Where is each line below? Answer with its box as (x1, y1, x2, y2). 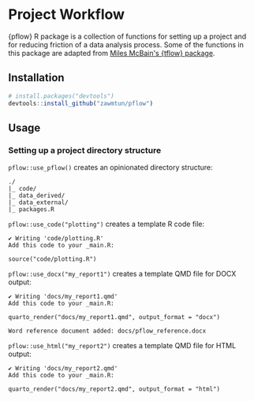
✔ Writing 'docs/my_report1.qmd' (8, 293, 118, 301)
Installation (8, 71, 65, 84)
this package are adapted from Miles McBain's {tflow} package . (8, 48, 215, 58)
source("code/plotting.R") (8, 255, 97, 263)
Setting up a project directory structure (8, 144, 162, 155)
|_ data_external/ (8, 199, 69, 206)
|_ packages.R (8, 206, 55, 213)
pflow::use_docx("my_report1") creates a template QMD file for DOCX (8, 269, 237, 279)
